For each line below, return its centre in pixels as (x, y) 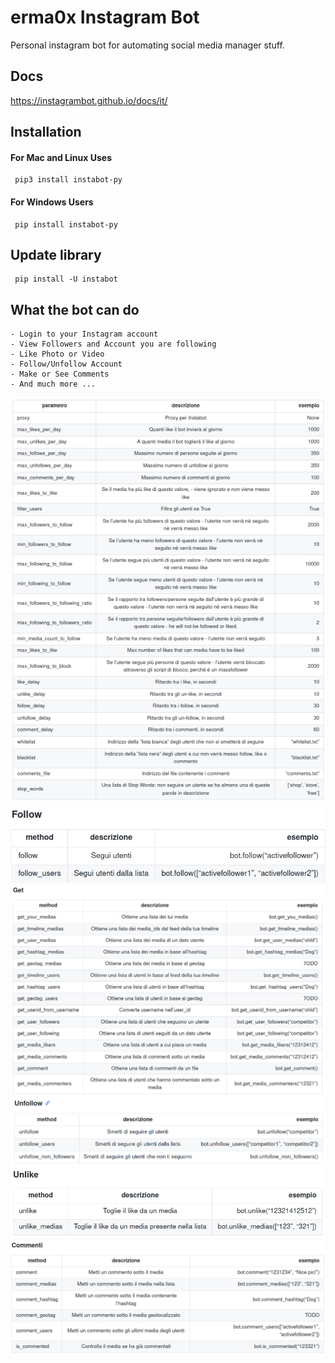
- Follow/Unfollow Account (66, 364)
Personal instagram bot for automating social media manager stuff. (147, 45)
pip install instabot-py (66, 224)
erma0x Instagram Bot (105, 17)
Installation (46, 132)
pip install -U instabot (66, 279)
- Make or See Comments (60, 374)
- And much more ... (53, 384)
